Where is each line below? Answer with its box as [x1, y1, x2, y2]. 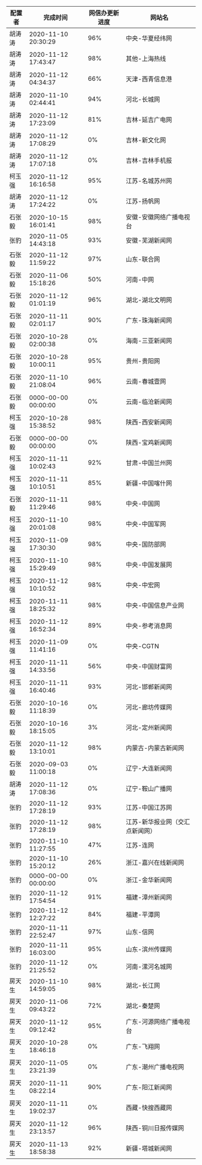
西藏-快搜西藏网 [126, 1103, 173, 1112]
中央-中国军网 [126, 520, 167, 528]
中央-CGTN [126, 642, 159, 650]
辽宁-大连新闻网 [126, 764, 173, 772]
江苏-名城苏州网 [126, 177, 173, 185]
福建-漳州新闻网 [126, 893, 173, 901]
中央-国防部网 [126, 540, 167, 548]
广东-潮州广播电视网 [126, 1063, 185, 1071]
